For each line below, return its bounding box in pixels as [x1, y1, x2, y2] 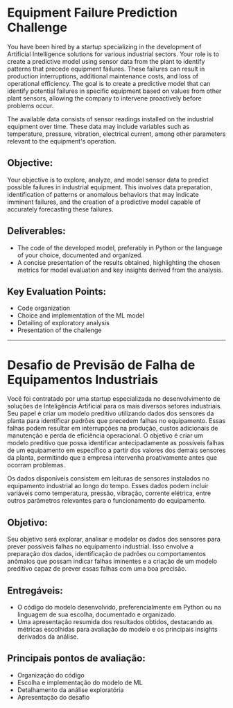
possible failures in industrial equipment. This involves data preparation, [7, 182, 213, 191]
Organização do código [17, 671, 85, 679]
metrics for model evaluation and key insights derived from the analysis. [17, 266, 223, 274]
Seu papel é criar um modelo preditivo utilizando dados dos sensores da [7, 409, 214, 417]
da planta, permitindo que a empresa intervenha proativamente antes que [7, 454, 217, 462]
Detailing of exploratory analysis [17, 319, 110, 327]
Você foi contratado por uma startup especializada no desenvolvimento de [7, 395, 221, 403]
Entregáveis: [7, 585, 64, 596]
